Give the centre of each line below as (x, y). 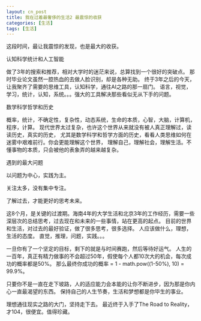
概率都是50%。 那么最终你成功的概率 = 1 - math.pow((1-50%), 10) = (100, 264)
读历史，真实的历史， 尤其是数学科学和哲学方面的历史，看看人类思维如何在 (99, 135)
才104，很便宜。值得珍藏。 (40, 312)
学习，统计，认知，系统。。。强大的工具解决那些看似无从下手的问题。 (90, 94)
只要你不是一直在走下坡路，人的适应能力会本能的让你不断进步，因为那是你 (98, 284)
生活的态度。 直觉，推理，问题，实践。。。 (57, 236)
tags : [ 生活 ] (22, 28)
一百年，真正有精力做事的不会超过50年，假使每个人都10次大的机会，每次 (96, 256)
